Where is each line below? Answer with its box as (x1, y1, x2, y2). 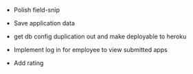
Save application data (13, 19, 76, 27)
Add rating (13, 59, 44, 67)
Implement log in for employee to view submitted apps (13, 46, 168, 53)
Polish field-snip (13, 6, 60, 14)
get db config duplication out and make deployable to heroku (13, 32, 187, 40)
